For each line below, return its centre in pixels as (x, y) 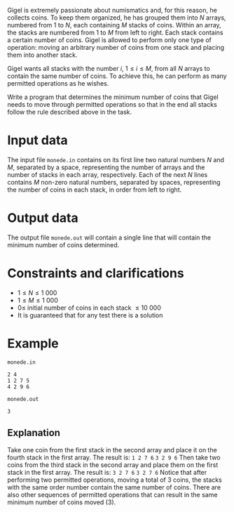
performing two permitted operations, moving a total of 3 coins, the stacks (115, 480)
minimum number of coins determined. (63, 244)
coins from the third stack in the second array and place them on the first (113, 465)
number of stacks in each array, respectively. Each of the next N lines (108, 174)
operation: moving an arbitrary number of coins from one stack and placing (116, 47)
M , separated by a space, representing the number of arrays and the (106, 167)
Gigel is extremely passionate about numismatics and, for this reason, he (112, 10)
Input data (37, 140)
